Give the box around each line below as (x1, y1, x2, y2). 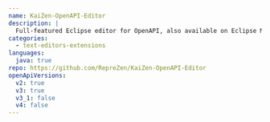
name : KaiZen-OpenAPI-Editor (8, 11, 106, 20)
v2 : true (15, 79, 45, 87)
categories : (8, 34, 48, 43)
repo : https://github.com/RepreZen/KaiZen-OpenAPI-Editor (8, 64, 207, 72)
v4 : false (15, 101, 48, 109)
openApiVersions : (8, 71, 67, 79)
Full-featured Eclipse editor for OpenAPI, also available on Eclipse (15, 26, 257, 35)
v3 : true (15, 86, 45, 95)
